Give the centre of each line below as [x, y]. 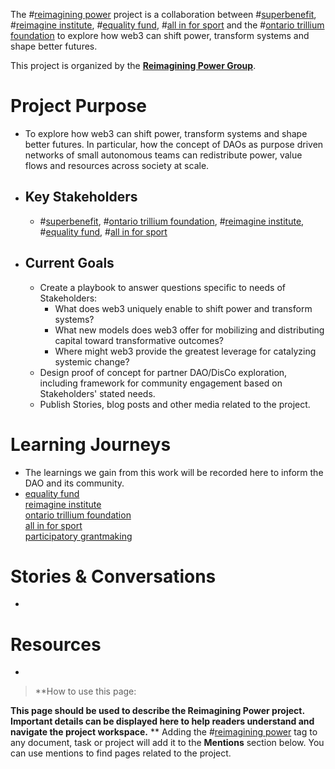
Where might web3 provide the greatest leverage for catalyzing [185, 351]
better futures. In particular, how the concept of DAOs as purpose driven [174, 144]
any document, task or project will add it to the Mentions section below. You [167, 743]
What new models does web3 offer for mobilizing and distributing [189, 330]
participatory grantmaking [78, 536]
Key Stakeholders [81, 197]
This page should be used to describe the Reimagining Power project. [157, 711]
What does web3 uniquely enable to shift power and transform [183, 308]
